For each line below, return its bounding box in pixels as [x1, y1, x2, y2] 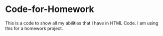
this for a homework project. [5, 25, 63, 31]
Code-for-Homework [5, 3, 95, 15]
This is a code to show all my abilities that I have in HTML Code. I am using [5, 20, 159, 26]
